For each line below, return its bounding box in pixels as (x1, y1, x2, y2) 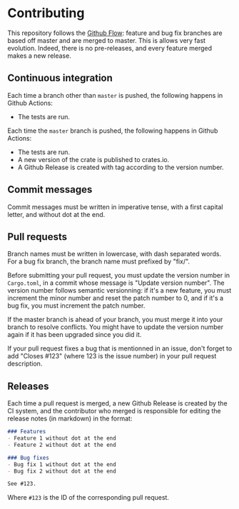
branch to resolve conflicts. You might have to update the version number (7, 323, 224, 331)
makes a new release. (7, 51, 71, 60)
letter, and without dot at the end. (7, 210, 106, 218)
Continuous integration (7, 72, 113, 84)
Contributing (7, 5, 85, 21)
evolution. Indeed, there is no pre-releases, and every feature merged (7, 44, 213, 52)
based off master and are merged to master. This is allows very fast (7, 36, 205, 44)
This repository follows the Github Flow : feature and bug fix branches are (7, 29, 223, 37)
